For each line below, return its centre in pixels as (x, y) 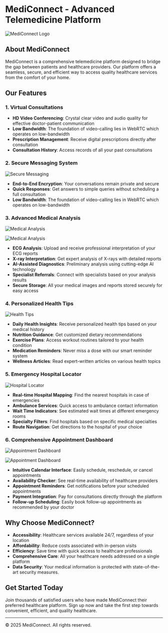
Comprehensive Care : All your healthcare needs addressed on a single (86, 556)
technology (24, 269)
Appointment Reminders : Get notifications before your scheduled (80, 485)
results (19, 280)
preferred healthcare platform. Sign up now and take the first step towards (82, 605)
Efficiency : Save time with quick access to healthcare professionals (82, 550)
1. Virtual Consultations (34, 107)
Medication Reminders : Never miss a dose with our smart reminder (82, 350)
